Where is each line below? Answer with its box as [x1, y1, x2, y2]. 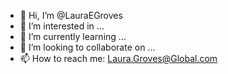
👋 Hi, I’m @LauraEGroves [19, 10, 123, 21]
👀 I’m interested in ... [19, 20, 105, 32]
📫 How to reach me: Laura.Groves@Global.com [19, 53, 218, 64]
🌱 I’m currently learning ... [19, 31, 127, 42]
